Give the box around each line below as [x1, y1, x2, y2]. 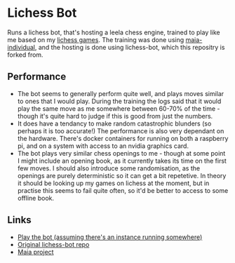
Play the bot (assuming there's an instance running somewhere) [17, 233, 203, 241]
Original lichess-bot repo [17, 240, 90, 248]
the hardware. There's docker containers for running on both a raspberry [17, 134, 229, 142]
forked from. [7, 50, 43, 59]
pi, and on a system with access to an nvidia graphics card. [17, 142, 189, 150]
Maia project [17, 248, 54, 256]
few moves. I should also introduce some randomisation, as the [17, 163, 201, 173]
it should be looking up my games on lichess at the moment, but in [17, 179, 210, 187]
